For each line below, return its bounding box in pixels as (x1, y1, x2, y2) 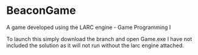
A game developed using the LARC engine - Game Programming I (6, 24, 171, 31)
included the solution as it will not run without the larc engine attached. (6, 42, 185, 49)
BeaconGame (6, 4, 76, 18)
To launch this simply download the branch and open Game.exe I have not (6, 35, 193, 42)
